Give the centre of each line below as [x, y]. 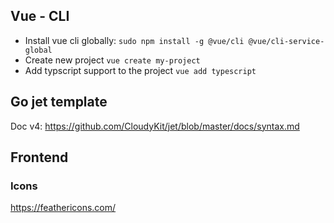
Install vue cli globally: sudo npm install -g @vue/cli [134, 40]
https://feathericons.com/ [63, 208]
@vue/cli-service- [286, 41]
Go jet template [59, 102]
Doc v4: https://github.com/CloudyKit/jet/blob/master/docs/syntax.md [155, 126]
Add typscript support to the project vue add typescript [140, 70]
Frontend [39, 157]
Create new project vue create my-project [112, 60]
